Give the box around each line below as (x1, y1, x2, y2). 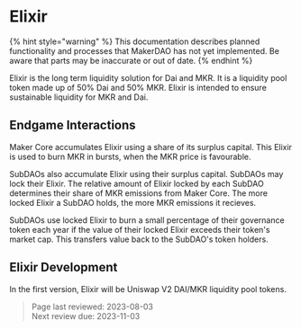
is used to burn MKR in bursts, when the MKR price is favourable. (9, 151, 251, 162)
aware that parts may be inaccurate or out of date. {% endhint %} (9, 55, 253, 66)
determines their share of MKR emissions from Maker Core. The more (9, 187, 269, 199)
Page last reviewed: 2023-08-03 (31, 301, 153, 312)
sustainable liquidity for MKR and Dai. (9, 92, 149, 102)
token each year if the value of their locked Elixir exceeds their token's (9, 224, 270, 235)
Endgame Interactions (9, 118, 137, 133)
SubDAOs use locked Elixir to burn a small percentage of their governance (9, 214, 286, 226)
